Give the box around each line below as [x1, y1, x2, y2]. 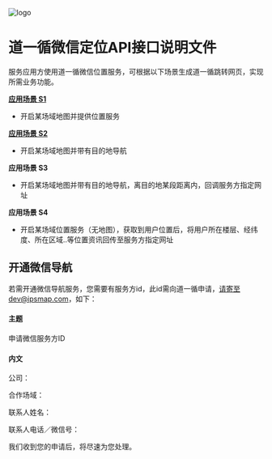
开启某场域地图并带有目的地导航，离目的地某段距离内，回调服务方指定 [19, 180, 255, 189]
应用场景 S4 [8, 207, 49, 217]
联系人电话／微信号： [8, 425, 79, 435]
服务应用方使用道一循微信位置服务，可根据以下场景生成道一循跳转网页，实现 [8, 66, 264, 76]
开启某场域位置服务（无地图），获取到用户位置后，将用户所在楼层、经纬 [19, 224, 258, 234]
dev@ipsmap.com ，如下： [8, 294, 97, 304]
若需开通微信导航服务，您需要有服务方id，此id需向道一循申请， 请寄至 [8, 283, 240, 293]
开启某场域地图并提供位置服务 [19, 111, 120, 121]
